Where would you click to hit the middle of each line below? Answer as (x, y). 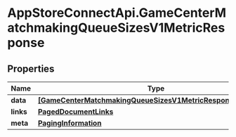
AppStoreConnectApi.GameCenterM (117, 13)
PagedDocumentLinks (76, 112)
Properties (31, 68)
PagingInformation (70, 123)
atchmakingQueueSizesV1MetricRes (116, 28)
